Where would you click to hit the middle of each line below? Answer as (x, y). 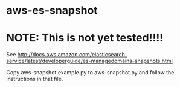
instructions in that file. (35, 79)
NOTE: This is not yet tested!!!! (85, 38)
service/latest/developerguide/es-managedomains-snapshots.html (90, 61)
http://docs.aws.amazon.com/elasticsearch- (72, 55)
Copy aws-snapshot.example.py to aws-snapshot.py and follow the (90, 73)
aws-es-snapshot (52, 10)
